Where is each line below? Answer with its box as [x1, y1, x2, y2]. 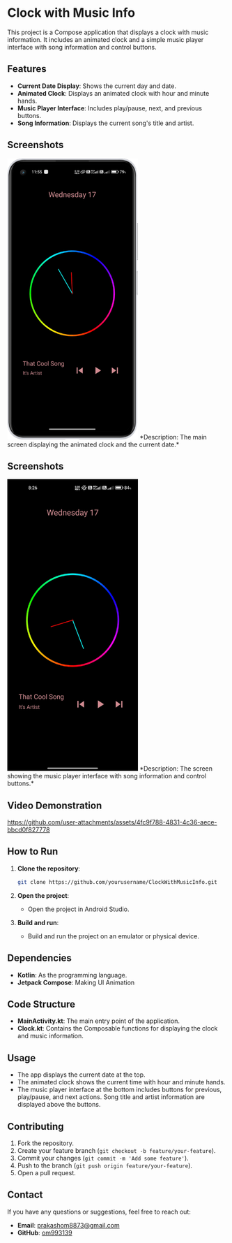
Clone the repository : [17, 864, 81, 873]
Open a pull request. [17, 1168, 77, 1177]
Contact [7, 1189, 43, 1201]
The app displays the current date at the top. [17, 1070, 146, 1079]
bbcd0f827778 [7, 826, 50, 834]
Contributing [7, 1120, 64, 1133]
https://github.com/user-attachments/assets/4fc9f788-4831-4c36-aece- [7, 818, 217, 827]
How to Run [7, 845, 59, 857]
